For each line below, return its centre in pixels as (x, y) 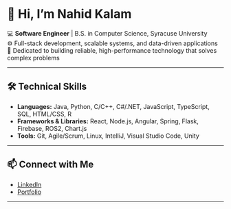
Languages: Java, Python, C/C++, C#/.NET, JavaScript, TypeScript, (113, 106)
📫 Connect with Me (51, 165)
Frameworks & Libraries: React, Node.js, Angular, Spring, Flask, (108, 121)
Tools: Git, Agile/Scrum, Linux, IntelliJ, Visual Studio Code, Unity (108, 136)
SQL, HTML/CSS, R (44, 114)
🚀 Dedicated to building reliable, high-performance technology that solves (112, 50)
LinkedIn (29, 184)
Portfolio (29, 192)
